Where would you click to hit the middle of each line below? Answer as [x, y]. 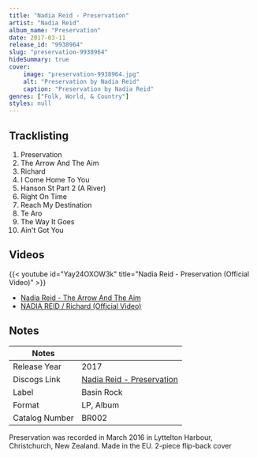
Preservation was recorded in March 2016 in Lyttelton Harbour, [111, 437]
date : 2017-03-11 [37, 38]
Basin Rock [102, 392]
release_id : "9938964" [46, 45]
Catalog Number [43, 418]
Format [26, 405]
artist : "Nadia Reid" [45, 23]
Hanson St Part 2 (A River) [63, 188]
